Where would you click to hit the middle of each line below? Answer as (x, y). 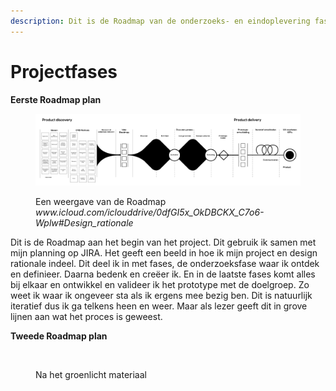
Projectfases (64, 71)
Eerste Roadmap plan (56, 99)
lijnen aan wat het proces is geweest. (86, 316)
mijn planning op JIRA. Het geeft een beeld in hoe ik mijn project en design (164, 252)
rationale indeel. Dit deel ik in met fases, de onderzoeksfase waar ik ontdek (165, 263)
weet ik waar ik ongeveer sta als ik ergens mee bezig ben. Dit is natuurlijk (161, 295)
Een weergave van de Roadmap (101, 201)
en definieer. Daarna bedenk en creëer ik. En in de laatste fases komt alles (163, 274)
